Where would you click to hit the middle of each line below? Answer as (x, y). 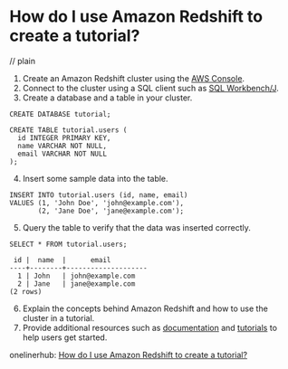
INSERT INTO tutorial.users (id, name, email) (99, 195)
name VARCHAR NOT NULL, (62, 146)
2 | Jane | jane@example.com (77, 284)
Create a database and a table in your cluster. (107, 98)
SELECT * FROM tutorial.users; (68, 244)
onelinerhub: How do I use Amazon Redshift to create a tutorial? (128, 355)
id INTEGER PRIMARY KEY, (64, 137)
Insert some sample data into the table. (96, 178)
